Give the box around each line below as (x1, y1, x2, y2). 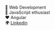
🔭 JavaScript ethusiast (5, 10, 50, 15)
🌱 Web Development (5, 5, 46, 10)
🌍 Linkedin (5, 20, 28, 26)
